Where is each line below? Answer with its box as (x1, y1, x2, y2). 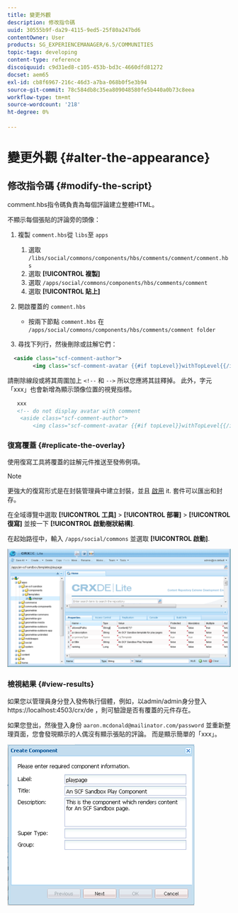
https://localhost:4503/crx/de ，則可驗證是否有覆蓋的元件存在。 (7, 705, 195, 714)
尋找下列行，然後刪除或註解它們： (17, 340, 118, 348)
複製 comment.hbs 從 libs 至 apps (17, 230, 108, 239)
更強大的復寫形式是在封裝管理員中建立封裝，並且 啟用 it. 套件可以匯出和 (7, 486, 217, 495)
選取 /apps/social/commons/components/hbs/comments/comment (28, 278, 208, 286)
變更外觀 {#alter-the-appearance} (7, 150, 210, 166)
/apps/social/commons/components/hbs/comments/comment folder (28, 326, 216, 333)
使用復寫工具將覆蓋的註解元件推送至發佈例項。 (7, 458, 144, 466)
